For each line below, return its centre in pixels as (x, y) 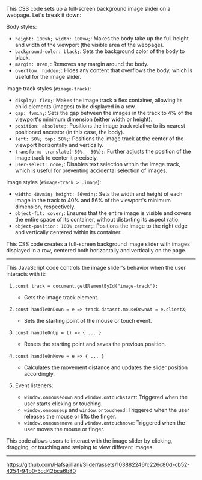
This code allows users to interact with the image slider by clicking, (89, 441)
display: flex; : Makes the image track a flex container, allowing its (99, 100)
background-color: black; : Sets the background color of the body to (100, 51)
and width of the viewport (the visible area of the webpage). (89, 45)
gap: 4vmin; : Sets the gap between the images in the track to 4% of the (104, 113)
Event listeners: (34, 385)
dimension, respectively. (45, 207)
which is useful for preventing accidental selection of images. (91, 170)
